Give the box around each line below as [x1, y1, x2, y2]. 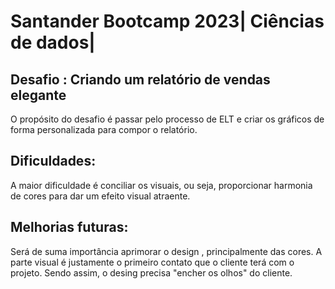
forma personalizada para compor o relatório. [10, 124, 198, 135]
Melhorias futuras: [10, 219, 129, 236]
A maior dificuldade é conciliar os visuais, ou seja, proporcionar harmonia [10, 179, 313, 191]
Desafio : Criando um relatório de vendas [10, 71, 271, 88]
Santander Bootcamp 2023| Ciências [10, 10, 325, 33]
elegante [10, 86, 67, 104]
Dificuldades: [10, 153, 97, 170]
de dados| [10, 31, 96, 54]
